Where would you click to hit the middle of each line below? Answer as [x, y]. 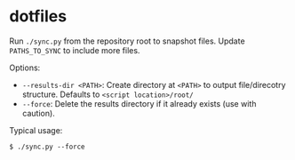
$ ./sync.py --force [48, 147]
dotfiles [38, 16]
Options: [25, 68]
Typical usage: [36, 130]
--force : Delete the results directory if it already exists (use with [139, 103]
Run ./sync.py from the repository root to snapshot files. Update [128, 41]
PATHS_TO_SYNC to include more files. [75, 50]
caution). [38, 113]
